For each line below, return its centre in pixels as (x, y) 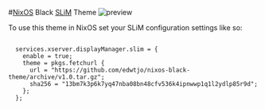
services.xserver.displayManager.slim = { (87, 49)
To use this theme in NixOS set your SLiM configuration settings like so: (125, 27)
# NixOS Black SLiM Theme (53, 12)
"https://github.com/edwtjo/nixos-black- (121, 70)
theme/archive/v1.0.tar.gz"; (57, 77)
